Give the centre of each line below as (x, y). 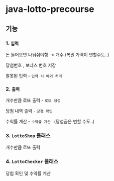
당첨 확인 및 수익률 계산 (28, 173)
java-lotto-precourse (50, 9)
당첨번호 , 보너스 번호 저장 (31, 65)
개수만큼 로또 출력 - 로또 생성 (33, 100)
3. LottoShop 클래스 (28, 136)
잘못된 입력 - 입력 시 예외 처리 (34, 76)
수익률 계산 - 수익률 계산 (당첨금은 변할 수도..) (50, 122)
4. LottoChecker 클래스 (32, 162)
